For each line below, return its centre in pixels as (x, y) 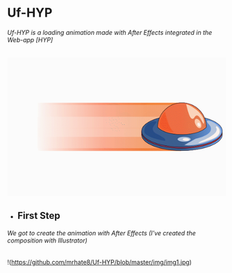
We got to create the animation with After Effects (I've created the (102, 233)
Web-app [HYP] (30, 40)
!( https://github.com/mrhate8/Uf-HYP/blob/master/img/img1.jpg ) (100, 262)
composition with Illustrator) (48, 240)
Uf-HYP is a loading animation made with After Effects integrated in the (110, 32)
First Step (39, 216)
